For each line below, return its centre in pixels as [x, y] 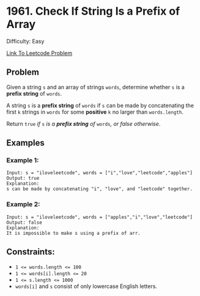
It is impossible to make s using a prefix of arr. [73, 233]
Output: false [24, 222]
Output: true [23, 179]
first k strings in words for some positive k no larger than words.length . [95, 112]
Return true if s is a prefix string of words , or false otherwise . [83, 124]
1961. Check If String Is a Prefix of [93, 11]
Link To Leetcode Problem [39, 53]
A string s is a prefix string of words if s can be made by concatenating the [100, 105]
